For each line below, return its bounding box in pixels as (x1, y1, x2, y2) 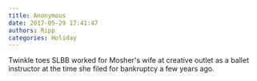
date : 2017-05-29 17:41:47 (8, 19, 98, 27)
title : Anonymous (8, 11, 66, 20)
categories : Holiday (8, 33, 78, 42)
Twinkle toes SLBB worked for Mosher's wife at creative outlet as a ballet (8, 56, 250, 65)
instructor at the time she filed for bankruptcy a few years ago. (8, 64, 215, 74)
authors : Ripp (8, 26, 56, 34)
